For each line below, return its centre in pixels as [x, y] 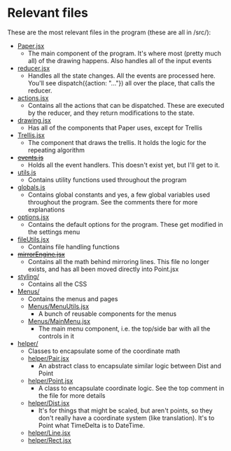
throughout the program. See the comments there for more [113, 202]
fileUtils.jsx [33, 239]
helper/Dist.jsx [49, 403]
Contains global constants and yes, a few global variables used [119, 195]
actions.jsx [33, 98]
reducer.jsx [34, 68]
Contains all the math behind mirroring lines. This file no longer [119, 261]
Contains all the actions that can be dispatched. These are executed [126, 105]
